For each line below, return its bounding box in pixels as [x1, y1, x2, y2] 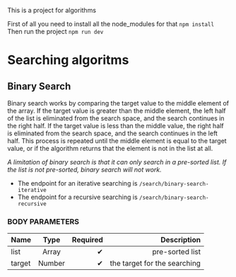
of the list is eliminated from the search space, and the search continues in [7, 114, 225, 123]
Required [71, 235, 104, 245]
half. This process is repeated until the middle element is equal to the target [7, 137, 228, 145]
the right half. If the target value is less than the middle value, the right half [7, 122, 224, 130]
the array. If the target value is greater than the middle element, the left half [7, 106, 226, 115]
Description [160, 235, 201, 245]
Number [37, 259, 66, 268]
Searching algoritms [7, 52, 129, 68]
